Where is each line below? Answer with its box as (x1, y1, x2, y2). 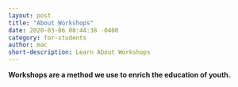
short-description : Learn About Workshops (8, 48, 151, 56)
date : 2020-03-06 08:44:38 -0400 (8, 26, 119, 34)
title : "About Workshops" (8, 19, 94, 27)
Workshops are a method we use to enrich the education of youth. (8, 70, 232, 79)
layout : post (8, 11, 52, 20)
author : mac (8, 41, 48, 49)
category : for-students (8, 33, 87, 42)
